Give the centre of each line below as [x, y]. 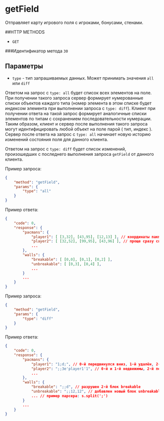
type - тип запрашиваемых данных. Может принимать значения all [83, 78]
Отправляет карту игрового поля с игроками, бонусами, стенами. [74, 22]
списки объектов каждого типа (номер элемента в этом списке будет [78, 103]
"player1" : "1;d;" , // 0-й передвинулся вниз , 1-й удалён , [92, 364]
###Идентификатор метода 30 [37, 51]
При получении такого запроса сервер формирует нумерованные [74, 98]
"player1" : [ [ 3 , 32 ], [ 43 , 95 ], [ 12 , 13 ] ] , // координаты [90, 237]
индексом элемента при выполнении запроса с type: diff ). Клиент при [80, 108]
